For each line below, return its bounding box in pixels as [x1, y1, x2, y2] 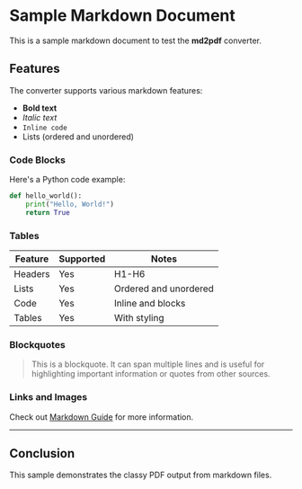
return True [25, 208, 70, 217]
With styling [113, 311, 164, 324]
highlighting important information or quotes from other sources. [31, 369, 271, 379]
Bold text [22, 102, 58, 113]
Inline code [22, 123, 67, 132]
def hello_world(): [9, 191, 83, 200]
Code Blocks [9, 154, 66, 166]
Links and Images [9, 391, 88, 404]
